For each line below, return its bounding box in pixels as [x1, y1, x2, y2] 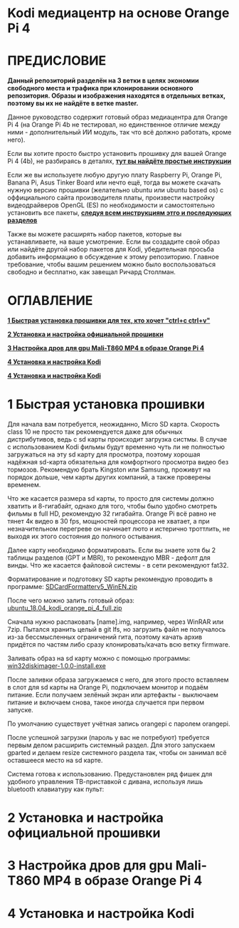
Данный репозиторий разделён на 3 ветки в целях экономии [7, 76, 199, 85]
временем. [7, 481, 41, 489]
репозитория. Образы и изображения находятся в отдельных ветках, [7, 91, 226, 100]
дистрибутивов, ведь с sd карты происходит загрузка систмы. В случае [7, 435, 228, 443]
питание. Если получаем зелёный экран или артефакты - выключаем [7, 691, 219, 699]
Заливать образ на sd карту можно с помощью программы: [7, 654, 191, 662]
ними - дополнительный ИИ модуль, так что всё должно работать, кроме [7, 128, 232, 137]
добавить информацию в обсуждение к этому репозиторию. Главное [7, 253, 219, 261]
